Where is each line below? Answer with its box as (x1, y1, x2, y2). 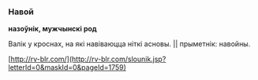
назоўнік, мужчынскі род (8, 24, 97, 34)
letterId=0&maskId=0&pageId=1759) (8, 63, 126, 72)
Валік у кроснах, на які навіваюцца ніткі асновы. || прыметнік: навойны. (8, 39, 251, 49)
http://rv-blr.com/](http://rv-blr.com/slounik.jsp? (10, 54, 166, 64)
